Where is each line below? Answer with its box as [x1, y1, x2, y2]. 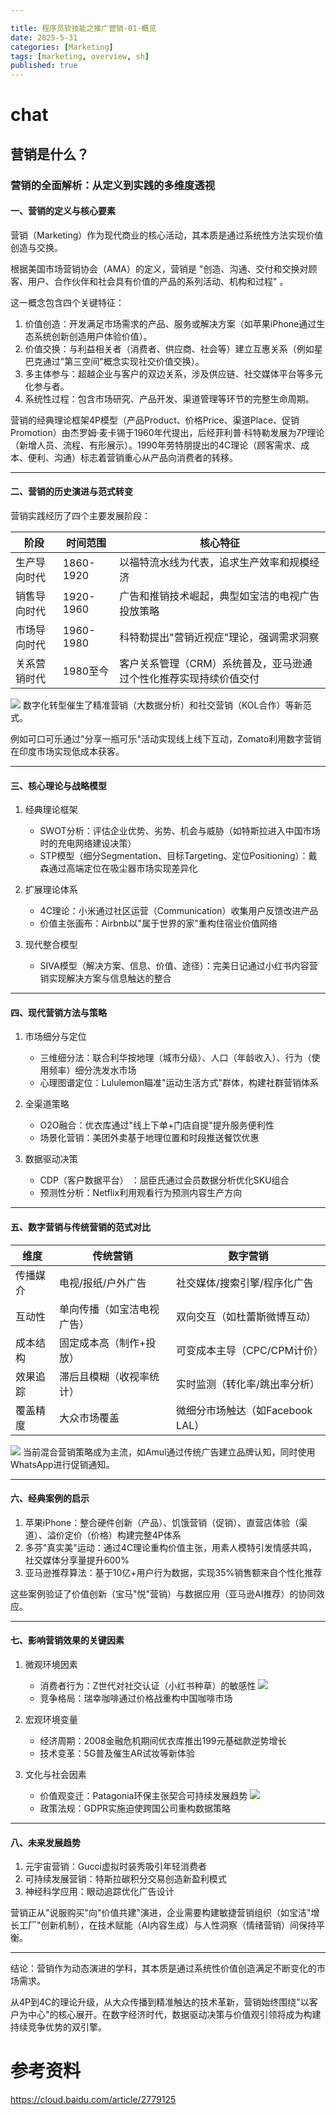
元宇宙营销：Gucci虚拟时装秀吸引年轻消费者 [24, 1861, 207, 1873]
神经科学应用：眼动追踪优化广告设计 [24, 1886, 175, 1898]
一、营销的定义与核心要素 [10, 205, 116, 217]
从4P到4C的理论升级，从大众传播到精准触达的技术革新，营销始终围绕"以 [10, 1996, 310, 2008]
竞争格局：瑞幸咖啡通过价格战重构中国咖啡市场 [39, 1692, 233, 1705]
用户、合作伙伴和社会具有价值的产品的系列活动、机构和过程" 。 [27, 275, 289, 287]
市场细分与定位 [24, 1031, 87, 1043]
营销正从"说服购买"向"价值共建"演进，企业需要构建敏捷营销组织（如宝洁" [10, 1907, 312, 1919]
